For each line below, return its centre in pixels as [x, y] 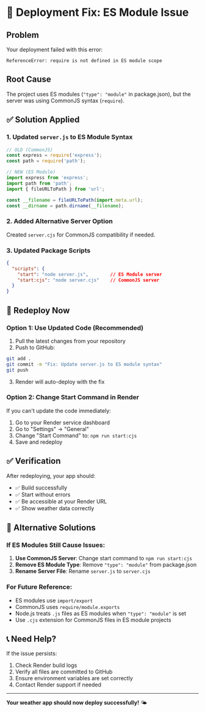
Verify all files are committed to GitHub [64, 672]
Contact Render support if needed [58, 685]
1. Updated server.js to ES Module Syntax [70, 137]
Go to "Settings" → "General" [52, 429]
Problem [23, 35]
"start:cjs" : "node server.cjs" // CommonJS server [88, 280]
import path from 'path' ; [39, 183]
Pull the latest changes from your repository [70, 341]
